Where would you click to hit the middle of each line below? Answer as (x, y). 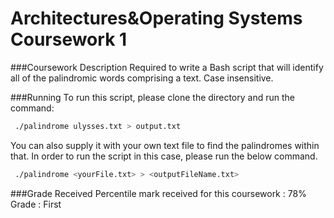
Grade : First (36, 204)
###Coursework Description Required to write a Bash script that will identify (167, 67)
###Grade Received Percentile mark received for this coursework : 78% (158, 193)
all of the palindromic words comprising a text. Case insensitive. (142, 78)
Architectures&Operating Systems (156, 18)
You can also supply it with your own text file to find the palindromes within (165, 145)
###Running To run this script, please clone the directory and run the (152, 97)
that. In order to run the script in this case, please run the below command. (164, 156)
